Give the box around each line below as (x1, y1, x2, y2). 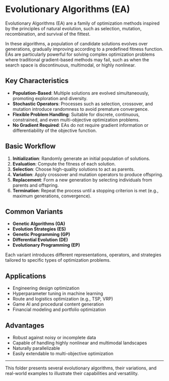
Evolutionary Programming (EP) (12, 242, 80, 248)
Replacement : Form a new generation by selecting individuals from (12, 177, 152, 183)
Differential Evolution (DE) (12, 237, 68, 243)
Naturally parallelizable (12, 345, 60, 351)
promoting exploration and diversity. (12, 95, 88, 101)
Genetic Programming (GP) (12, 232, 70, 238)
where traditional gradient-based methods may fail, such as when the (5, 56, 149, 62)
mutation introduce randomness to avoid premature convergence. (12, 106, 149, 112)
